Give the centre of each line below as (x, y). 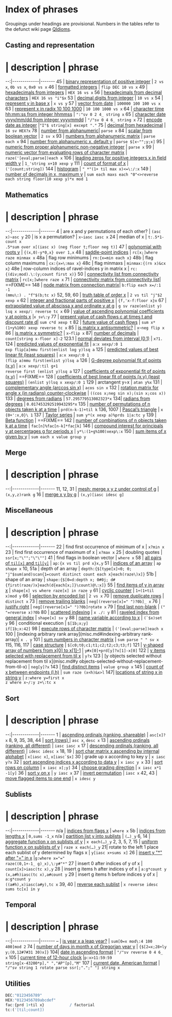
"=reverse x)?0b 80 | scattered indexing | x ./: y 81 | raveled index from (82, 612)
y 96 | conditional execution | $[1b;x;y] (47, 623)
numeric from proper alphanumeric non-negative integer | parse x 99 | (80, 147)
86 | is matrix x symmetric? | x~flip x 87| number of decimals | (72, 333)
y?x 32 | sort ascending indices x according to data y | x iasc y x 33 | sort (84, 762)
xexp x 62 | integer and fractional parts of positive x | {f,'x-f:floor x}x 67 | (86, 300)
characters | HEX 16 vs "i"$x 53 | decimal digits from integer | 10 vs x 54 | (84, 98)
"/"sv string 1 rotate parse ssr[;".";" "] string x (63, 968)
